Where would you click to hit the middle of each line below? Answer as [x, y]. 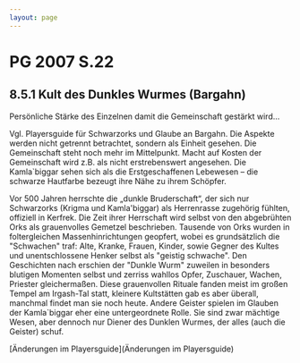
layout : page [34, 17]
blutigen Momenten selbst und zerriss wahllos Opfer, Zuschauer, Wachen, [146, 274]
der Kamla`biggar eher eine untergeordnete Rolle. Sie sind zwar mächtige [145, 312]
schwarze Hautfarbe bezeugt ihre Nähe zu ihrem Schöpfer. [118, 181]
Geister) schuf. [37, 331]
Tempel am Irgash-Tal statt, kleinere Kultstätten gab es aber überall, [134, 293]
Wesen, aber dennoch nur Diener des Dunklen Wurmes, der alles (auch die [147, 322]
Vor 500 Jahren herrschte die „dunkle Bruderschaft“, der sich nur [129, 198]
